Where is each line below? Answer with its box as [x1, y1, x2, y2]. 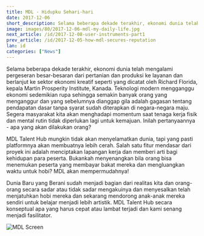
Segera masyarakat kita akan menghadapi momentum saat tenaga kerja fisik [6, 110, 197, 117]
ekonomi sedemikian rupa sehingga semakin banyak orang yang [6, 91, 168, 98]
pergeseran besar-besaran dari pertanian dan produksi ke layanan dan [6, 71, 183, 79]
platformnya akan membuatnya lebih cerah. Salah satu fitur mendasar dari [6, 141, 191, 149]
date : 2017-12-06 [6, 15, 50, 21]
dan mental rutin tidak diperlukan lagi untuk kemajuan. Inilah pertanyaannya [6, 117, 195, 124]
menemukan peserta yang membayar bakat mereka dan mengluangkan [6, 161, 185, 168]
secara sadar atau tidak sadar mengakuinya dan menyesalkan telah [22, 186, 191, 193]
